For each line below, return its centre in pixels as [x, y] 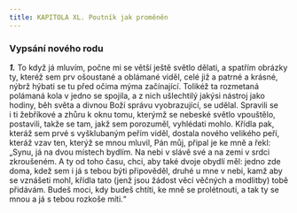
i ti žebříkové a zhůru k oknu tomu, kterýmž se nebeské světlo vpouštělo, [143, 114]
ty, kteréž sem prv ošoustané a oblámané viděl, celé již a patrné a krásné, [144, 77]
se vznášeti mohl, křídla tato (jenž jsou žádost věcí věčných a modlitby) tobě [149, 180]
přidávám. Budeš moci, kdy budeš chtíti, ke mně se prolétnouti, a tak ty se [144, 189]
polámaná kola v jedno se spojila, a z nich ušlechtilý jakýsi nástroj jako [137, 95]
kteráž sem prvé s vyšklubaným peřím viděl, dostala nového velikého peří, [145, 133]
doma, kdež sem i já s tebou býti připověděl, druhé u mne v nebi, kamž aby [146, 171]
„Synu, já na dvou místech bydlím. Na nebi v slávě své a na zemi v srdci [140, 152]
